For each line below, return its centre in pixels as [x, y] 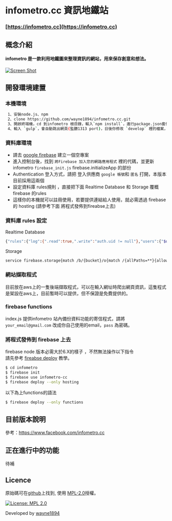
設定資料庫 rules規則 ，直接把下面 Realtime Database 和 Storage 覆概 [86, 187]
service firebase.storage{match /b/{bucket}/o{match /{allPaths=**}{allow [87, 261]
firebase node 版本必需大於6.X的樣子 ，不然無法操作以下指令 [70, 352]
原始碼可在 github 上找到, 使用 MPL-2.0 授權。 [52, 493]
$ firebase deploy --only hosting [42, 382]
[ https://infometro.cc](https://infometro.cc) [61, 27]
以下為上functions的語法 [31, 393]
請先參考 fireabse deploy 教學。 [39, 358]
